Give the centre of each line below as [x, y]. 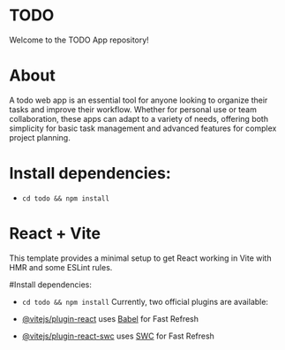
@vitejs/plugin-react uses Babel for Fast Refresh [110, 318]
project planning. [40, 137]
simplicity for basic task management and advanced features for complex [143, 128]
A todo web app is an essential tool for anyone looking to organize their [139, 100]
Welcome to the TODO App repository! [79, 40]
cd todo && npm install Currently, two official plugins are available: [145, 301]
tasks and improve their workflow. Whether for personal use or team [133, 109]
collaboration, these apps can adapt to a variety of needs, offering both [139, 118]
